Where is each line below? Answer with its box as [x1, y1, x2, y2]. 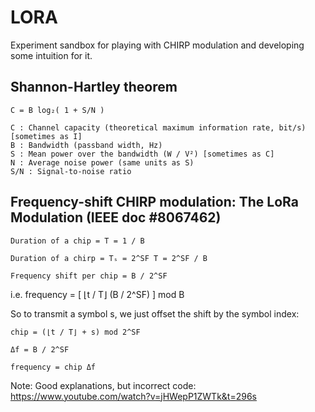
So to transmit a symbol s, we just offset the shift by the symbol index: [10, 307, 300, 320]
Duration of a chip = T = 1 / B [10, 236, 145, 246]
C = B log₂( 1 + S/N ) [10, 105, 105, 115]
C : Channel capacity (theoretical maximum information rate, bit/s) [10, 122, 307, 133]
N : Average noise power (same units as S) [10, 157, 195, 168]
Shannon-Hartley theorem [10, 79, 178, 96]
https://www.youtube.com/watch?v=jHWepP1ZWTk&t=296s [10, 390, 257, 402]
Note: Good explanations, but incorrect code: [10, 379, 197, 391]
